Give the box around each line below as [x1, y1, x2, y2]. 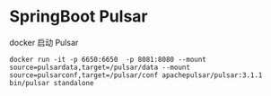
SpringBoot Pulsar [9, 6, 148, 27]
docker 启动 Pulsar [9, 37, 79, 48]
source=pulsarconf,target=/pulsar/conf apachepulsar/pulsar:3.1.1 [9, 70, 263, 80]
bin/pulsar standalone [9, 78, 94, 87]
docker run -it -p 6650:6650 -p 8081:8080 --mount [9, 55, 206, 64]
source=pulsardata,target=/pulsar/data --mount [9, 63, 191, 72]
